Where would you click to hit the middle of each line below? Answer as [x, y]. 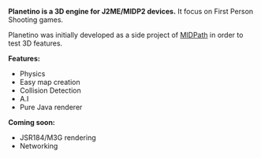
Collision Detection [50, 90]
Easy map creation [50, 82]
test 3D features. [35, 43]
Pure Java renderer [51, 107]
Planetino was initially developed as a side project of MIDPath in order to [126, 35]
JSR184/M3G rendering [58, 138]
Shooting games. [36, 20]
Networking [39, 146]
